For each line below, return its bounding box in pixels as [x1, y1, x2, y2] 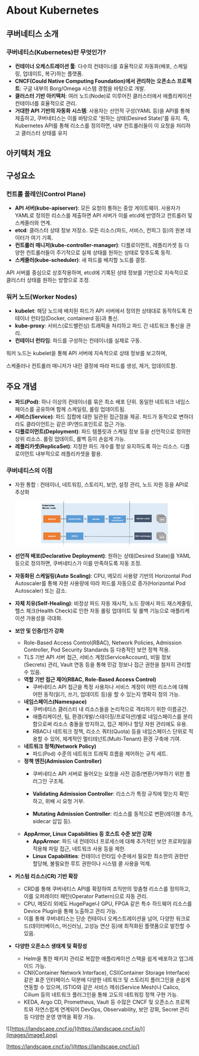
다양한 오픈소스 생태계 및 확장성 [14, 942, 87, 949]
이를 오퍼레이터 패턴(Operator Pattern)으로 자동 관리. [23, 892, 149, 900]
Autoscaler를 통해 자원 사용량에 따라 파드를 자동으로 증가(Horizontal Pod [14, 580, 186, 587]
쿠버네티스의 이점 [6, 466, 53, 475]
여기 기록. [30, 234, 53, 241]
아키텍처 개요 [6, 148, 52, 159]
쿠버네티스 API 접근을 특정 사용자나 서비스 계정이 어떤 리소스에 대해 [32, 683, 188, 690]
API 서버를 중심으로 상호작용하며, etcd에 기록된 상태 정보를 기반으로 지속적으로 [6, 268, 189, 276]
